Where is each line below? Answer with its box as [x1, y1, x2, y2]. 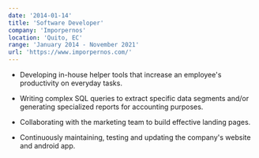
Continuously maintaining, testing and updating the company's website [19, 133, 251, 142]
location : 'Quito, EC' [8, 33, 83, 42]
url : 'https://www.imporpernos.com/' [8, 48, 133, 56]
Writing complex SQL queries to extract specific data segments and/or [19, 94, 250, 103]
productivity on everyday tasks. [19, 78, 122, 88]
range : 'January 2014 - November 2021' [8, 41, 140, 49]
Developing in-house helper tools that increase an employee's [19, 70, 222, 79]
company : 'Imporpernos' [8, 26, 87, 34]
